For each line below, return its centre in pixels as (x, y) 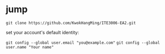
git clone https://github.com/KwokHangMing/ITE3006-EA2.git (71, 23)
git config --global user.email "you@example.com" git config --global (83, 43)
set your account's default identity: (43, 32)
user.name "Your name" (30, 47)
